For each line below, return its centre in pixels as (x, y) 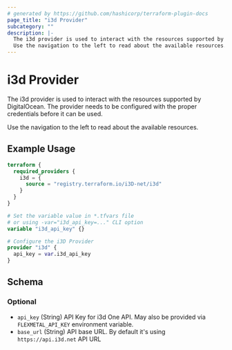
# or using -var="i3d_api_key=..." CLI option (75, 222)
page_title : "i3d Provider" (48, 20)
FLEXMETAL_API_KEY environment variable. (75, 324)
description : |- (30, 33)
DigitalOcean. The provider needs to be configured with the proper (102, 106)
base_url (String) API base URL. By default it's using (91, 331)
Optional (22, 302)
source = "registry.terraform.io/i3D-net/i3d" (94, 184)
